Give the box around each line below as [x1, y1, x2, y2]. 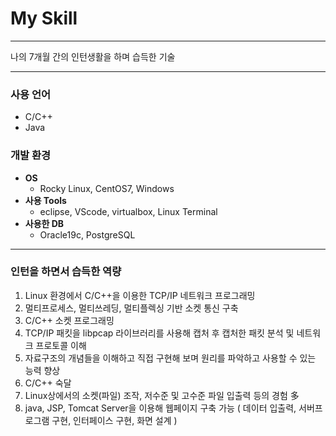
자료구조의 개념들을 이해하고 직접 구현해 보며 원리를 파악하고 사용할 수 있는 [24, 352, 317, 364]
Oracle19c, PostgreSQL [39, 228, 136, 241]
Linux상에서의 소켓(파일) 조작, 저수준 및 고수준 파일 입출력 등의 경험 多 [24, 389, 300, 401]
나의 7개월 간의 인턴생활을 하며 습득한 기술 [10, 50, 176, 62]
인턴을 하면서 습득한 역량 [10, 265, 122, 279]
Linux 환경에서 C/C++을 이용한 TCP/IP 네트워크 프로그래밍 [24, 289, 256, 301]
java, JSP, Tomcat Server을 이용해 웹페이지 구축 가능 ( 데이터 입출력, [24, 402, 297, 414]
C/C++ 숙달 [24, 377, 72, 389]
